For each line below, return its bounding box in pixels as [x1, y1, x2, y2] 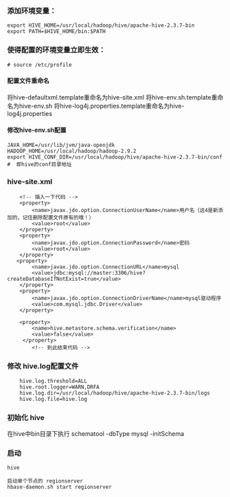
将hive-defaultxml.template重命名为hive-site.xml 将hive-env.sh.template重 [7, 93, 218, 101]
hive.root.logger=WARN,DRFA [19, 383, 100, 391]
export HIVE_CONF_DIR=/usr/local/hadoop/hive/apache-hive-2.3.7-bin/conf [7, 154, 223, 161]
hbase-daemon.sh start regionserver [7, 484, 112, 491]
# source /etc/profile [7, 61, 72, 68]
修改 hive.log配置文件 [7, 362, 79, 371]
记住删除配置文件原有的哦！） [22, 214, 95, 221]
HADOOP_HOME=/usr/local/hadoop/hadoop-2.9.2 [7, 148, 137, 154]
